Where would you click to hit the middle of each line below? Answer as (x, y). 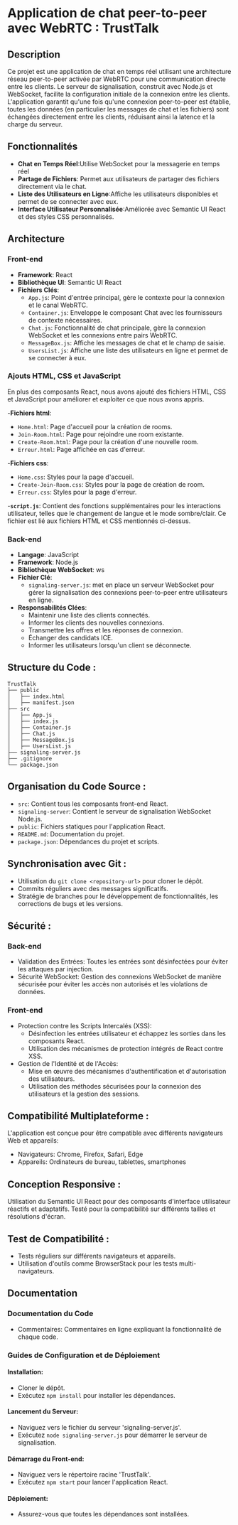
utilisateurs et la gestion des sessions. (84, 1094)
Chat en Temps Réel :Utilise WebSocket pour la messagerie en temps (119, 163)
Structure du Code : (52, 668)
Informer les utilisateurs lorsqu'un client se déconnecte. (110, 645)
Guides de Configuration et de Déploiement (84, 1355)
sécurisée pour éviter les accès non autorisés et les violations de (113, 984)
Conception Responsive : (64, 1184)
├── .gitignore (30, 758)
